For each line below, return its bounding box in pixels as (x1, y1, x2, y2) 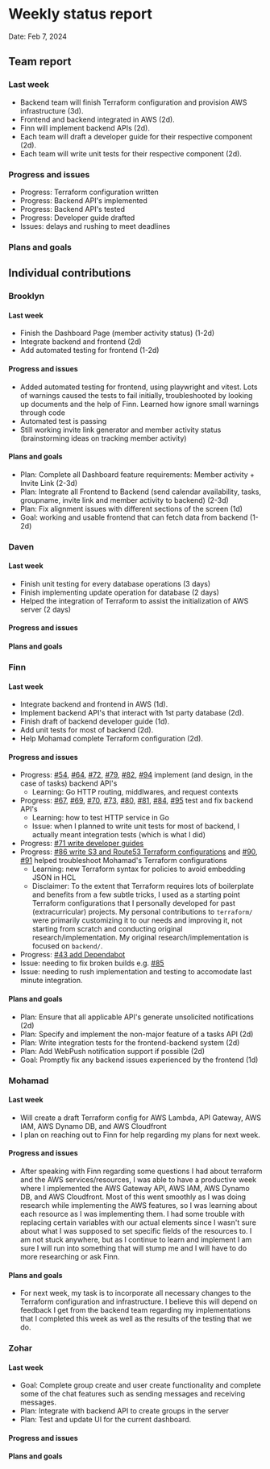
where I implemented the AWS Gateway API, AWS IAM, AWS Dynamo (19, 1183, 250, 1193)
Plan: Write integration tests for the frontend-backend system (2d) (19, 1037, 240, 1048)
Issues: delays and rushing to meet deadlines (19, 221, 171, 230)
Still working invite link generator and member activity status (19, 425, 222, 434)
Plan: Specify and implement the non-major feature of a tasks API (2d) (19, 1029, 254, 1039)
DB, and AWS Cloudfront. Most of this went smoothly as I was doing (19, 1192, 247, 1201)
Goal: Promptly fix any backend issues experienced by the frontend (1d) (19, 1055, 259, 1064)
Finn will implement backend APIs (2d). (19, 122, 151, 133)
